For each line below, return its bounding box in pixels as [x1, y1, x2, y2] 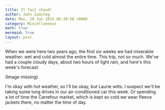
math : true [5, 26, 28, 31]
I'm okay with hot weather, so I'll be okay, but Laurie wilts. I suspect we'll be [5, 83, 161, 89]
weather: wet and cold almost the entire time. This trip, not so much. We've [5, 54, 159, 59]
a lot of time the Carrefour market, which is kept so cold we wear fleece [5, 94, 152, 100]
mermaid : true [5, 30, 35, 35]
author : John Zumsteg [5, 12, 50, 17]
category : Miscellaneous [5, 21, 57, 26]
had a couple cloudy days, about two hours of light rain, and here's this [5, 59, 151, 65]
